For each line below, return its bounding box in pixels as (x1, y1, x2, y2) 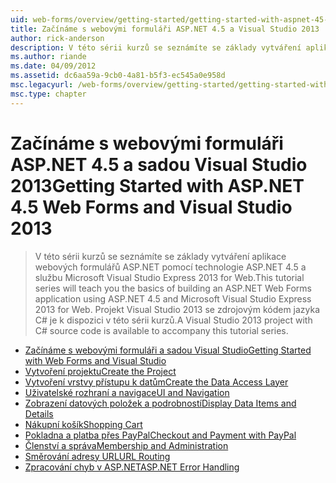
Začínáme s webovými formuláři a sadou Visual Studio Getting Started (24, 344, 312, 356)
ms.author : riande (10, 52, 87, 62)
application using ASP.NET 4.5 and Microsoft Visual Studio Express (34, 292, 312, 305)
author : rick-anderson (10, 33, 105, 43)
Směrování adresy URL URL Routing (24, 450, 171, 462)
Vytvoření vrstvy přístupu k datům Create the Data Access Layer (24, 376, 289, 388)
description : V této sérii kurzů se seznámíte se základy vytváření (10, 42, 302, 53)
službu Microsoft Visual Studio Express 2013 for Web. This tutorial (34, 271, 305, 283)
